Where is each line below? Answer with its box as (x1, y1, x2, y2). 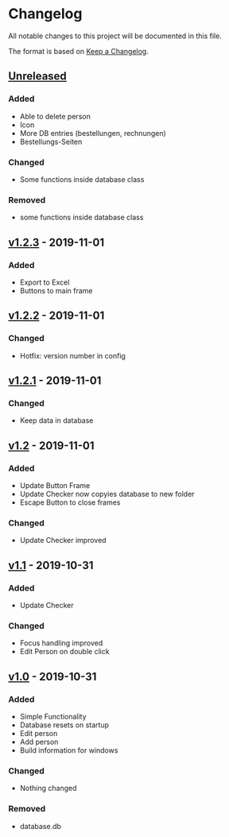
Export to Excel (19, 277, 70, 287)
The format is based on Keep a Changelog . (8, 46, 149, 56)
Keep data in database (19, 416, 94, 425)
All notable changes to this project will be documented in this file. (8, 31, 223, 41)
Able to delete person (19, 111, 91, 121)
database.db (19, 821, 62, 831)
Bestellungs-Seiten (19, 137, 83, 146)
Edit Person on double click (19, 647, 110, 657)
